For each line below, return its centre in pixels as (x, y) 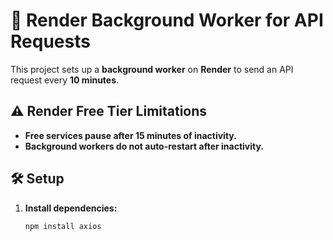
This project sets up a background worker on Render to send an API (152, 69)
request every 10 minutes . (65, 80)
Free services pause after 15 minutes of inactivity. (130, 135)
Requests (50, 41)
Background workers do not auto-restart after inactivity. (144, 146)
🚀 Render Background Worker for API (167, 20)
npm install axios (63, 226)
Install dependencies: (71, 208)
